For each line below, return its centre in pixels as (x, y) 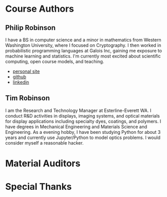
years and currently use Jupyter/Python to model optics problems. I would (83, 137)
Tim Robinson (27, 98)
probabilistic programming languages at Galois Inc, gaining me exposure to (84, 51)
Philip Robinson (30, 28)
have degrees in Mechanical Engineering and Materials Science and (76, 126)
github (19, 77)
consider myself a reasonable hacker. (44, 143)
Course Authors (40, 9)
